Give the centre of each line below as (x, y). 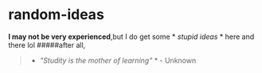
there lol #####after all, (47, 44)
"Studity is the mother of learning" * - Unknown (118, 60)
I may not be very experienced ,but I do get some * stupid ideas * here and (131, 36)
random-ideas (57, 15)
